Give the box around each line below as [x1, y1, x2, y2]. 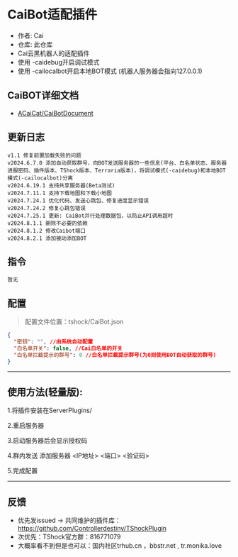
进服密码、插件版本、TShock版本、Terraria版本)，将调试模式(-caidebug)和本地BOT [7, 167, 226, 174]
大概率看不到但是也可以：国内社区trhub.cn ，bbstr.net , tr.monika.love [17, 541, 222, 550]
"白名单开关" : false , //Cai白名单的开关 [13, 345, 123, 352]
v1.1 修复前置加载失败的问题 [7, 152, 81, 159]
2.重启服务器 [7, 421, 45, 430]
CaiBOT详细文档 [7, 89, 79, 101]
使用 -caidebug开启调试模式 [17, 57, 100, 66]
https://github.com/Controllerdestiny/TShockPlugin [17, 524, 167, 533]
